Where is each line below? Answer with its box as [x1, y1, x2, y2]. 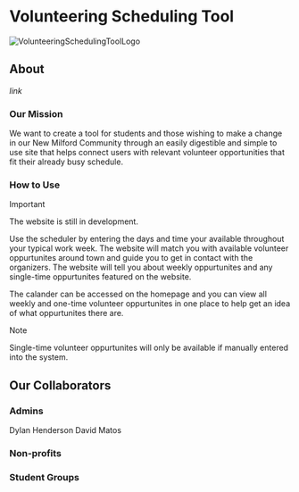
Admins [9, 404, 44, 417]
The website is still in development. [9, 216, 138, 227]
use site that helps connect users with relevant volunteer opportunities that [9, 147, 286, 158]
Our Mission [9, 107, 63, 120]
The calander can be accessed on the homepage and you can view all [9, 288, 268, 300]
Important [9, 199, 46, 210]
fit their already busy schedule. [9, 156, 123, 167]
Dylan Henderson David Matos [9, 425, 122, 436]
